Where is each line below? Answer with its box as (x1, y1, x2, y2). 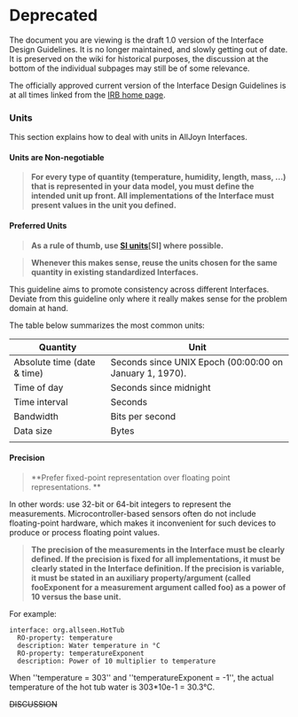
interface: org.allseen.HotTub (9, 626, 125, 635)
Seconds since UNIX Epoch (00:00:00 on (110, 355, 284, 368)
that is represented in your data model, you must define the (30, 181, 255, 191)
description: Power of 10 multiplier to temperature (17, 657, 216, 666)
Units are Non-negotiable (9, 152, 105, 162)
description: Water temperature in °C (17, 641, 161, 650)
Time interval (13, 395, 68, 408)
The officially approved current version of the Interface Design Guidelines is (9, 80, 286, 90)
